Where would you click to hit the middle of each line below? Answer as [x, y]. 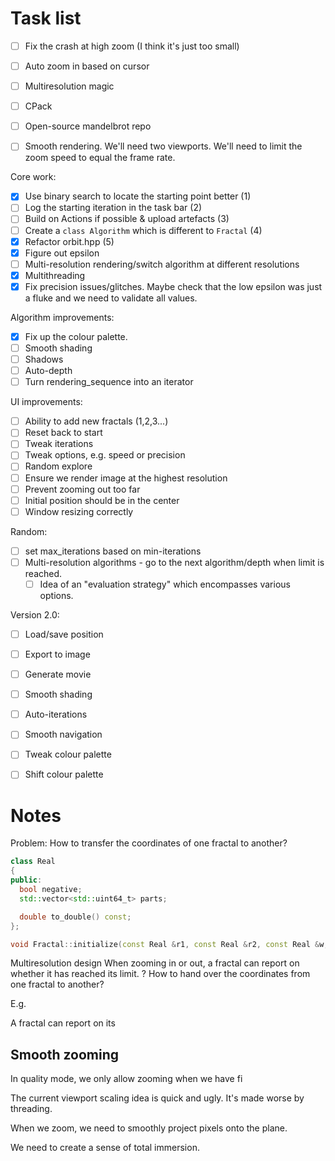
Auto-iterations [56, 714]
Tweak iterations [59, 444]
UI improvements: [46, 402]
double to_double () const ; [75, 917]
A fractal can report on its [63, 1023]
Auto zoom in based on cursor [87, 66]
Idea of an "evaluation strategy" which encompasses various [165, 584]
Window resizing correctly [79, 511]
